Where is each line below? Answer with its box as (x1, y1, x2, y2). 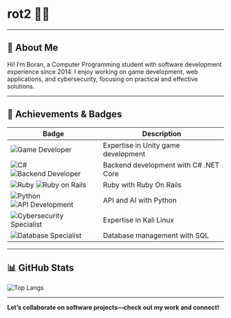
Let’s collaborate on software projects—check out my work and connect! (7, 304, 220, 312)
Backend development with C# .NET (102, 160, 220, 170)
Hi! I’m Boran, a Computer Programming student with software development (7, 60, 222, 68)
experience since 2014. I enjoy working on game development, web (7, 67, 198, 76)
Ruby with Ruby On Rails (102, 180, 182, 190)
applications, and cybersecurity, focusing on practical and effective (7, 75, 198, 83)
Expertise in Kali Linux (102, 215, 174, 225)
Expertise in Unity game (102, 140, 180, 150)
